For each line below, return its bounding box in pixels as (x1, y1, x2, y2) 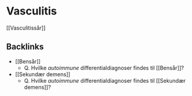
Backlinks (6, 42, 44, 52)
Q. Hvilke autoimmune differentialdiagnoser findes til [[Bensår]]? (24, 64, 184, 71)
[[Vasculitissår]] (6, 24, 46, 31)
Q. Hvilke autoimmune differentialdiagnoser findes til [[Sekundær (24, 77, 186, 84)
